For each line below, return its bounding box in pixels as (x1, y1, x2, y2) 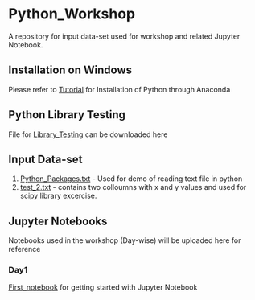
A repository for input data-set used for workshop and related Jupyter (8, 31, 241, 41)
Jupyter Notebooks (8, 214, 108, 228)
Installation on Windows (8, 64, 133, 77)
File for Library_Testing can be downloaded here (8, 129, 168, 139)
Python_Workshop (8, 5, 136, 23)
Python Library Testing (8, 108, 126, 121)
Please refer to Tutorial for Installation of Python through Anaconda (8, 84, 231, 94)
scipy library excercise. (19, 191, 97, 201)
